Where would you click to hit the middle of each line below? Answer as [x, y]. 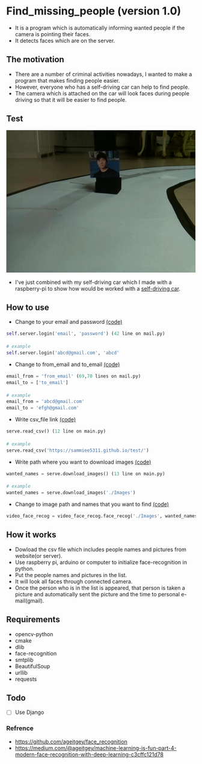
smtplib [24, 660]
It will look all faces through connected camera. [74, 581]
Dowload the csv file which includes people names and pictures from [100, 549]
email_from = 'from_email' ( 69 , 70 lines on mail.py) [74, 376]
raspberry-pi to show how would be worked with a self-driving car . [98, 288]
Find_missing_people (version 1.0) [94, 11]
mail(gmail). [29, 601]
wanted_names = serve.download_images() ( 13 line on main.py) [86, 474]
